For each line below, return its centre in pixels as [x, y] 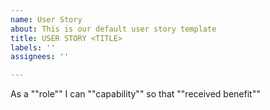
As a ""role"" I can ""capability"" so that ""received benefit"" [135, 94]
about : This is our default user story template [113, 29]
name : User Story [46, 19]
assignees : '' [40, 57]
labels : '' [33, 47]
